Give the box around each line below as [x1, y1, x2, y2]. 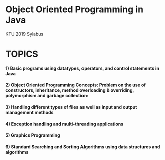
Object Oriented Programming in [5, 4, 144, 15]
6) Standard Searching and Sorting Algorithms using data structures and [5, 144, 160, 150]
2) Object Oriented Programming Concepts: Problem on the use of [5, 82, 146, 88]
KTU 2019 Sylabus [5, 31, 44, 37]
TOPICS [5, 49, 39, 60]
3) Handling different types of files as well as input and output [5, 104, 137, 110]
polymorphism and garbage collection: [5, 93, 89, 99]
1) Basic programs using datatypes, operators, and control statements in [5, 65, 160, 71]
